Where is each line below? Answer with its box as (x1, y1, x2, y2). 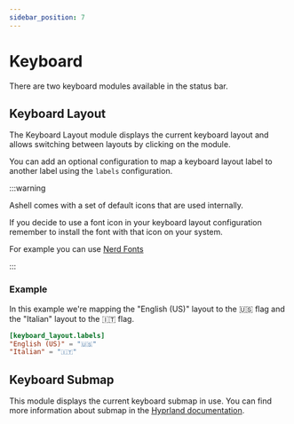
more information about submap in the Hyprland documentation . (9, 405, 245, 416)
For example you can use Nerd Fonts (9, 244, 144, 255)
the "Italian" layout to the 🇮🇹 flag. (9, 313, 135, 324)
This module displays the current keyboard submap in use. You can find (9, 396, 273, 406)
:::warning (9, 183, 46, 193)
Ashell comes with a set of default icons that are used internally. (9, 200, 244, 211)
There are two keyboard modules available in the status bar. (9, 81, 228, 91)
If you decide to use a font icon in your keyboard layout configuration (9, 217, 262, 228)
